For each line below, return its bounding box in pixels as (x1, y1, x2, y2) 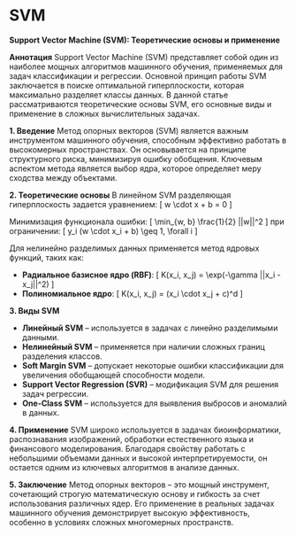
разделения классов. (21, 351, 103, 361)
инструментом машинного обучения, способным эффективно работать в (9, 135, 287, 145)
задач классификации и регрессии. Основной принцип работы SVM (9, 70, 267, 81)
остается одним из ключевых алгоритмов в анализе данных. (9, 462, 240, 472)
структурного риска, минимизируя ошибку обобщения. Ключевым (9, 153, 263, 164)
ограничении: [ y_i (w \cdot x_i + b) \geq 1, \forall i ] (9, 225, 198, 236)
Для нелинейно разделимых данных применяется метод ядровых (9, 243, 260, 253)
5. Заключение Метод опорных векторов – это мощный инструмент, (9, 479, 269, 490)
